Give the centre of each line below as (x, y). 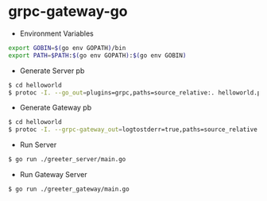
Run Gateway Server (53, 175)
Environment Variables (56, 33)
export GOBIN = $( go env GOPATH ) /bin (67, 48)
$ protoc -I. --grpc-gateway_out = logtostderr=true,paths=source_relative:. (136, 129)
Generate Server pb (52, 71)
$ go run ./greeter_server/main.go (67, 160)
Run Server (38, 145)
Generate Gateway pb (56, 108)
